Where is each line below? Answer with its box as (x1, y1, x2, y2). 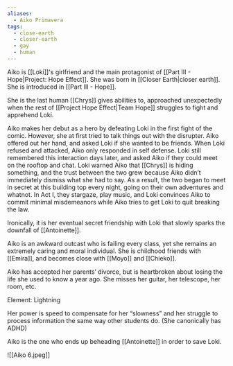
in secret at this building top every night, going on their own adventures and (7, 183, 224, 191)
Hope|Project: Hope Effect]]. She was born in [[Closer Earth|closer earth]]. (7, 75, 221, 83)
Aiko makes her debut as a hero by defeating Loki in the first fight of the (7, 124, 213, 132)
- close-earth (13, 29, 54, 37)
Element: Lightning (7, 295, 61, 304)
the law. (7, 205, 30, 214)
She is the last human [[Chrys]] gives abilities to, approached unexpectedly (7, 96, 223, 104)
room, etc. (7, 282, 37, 290)
